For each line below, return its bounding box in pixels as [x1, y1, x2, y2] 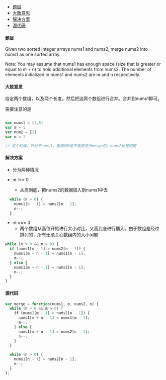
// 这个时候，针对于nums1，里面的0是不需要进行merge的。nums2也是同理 [5, 143, 137, 148]
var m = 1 [5, 125, 26, 130]
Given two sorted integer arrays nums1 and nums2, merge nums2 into [5, 46, 148, 52]
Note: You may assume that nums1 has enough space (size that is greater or [5, 61, 161, 67]
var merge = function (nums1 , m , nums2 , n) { [5, 301, 99, 306]
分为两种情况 [12, 167, 39, 173]
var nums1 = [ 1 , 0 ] [5, 120, 43, 125]
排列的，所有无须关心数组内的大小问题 [19, 232, 98, 238]
